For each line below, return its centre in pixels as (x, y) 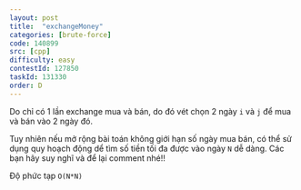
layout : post (34, 18)
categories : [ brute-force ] (60, 35)
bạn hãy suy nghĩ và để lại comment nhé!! (87, 158)
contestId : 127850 (44, 69)
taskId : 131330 (38, 77)
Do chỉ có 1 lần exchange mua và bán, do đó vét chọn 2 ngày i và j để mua (150, 111)
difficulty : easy (42, 60)
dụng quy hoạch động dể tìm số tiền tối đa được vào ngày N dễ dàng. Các (147, 148)
